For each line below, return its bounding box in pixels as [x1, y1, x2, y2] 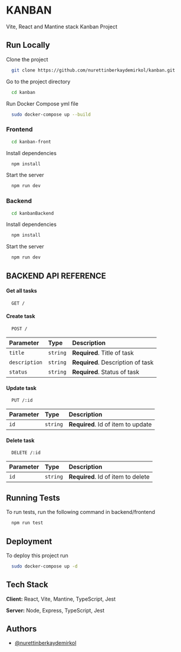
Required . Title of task [72, 349, 134, 357]
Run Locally [6, 40, 50, 50]
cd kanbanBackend [11, 210, 54, 216]
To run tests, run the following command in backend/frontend [6, 509, 155, 516]
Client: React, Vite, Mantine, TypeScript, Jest [6, 595, 116, 602]
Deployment [6, 536, 52, 546]
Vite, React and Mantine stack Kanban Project [6, 23, 118, 30]
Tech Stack [6, 579, 48, 590]
